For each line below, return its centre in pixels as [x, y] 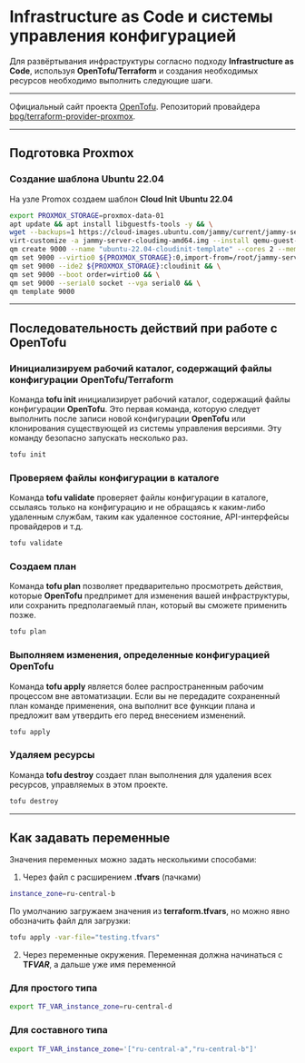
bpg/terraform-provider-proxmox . [73, 116]
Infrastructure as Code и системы [142, 17]
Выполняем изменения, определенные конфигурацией [140, 655]
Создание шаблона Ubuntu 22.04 [87, 179]
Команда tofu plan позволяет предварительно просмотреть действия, [147, 586]
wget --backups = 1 [42, 232]
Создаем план [43, 566]
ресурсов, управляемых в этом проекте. [89, 784]
